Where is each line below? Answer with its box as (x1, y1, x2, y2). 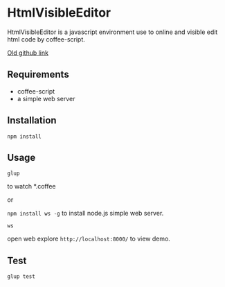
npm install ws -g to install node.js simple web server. (7, 209, 164, 218)
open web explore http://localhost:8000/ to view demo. (7, 234, 171, 243)
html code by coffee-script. (7, 35, 85, 43)
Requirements (7, 69, 69, 80)
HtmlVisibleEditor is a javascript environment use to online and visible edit (7, 28, 218, 36)
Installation (7, 114, 57, 126)
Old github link (7, 49, 48, 57)
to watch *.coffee (7, 182, 57, 191)
